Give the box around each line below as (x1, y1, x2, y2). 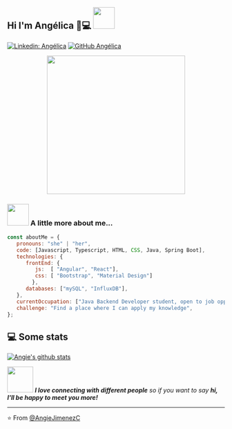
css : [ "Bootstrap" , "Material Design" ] (35, 273, 153, 280)
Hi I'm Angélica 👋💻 (7, 20, 92, 32)
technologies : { (16, 253, 64, 260)
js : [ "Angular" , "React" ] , (35, 266, 119, 273)
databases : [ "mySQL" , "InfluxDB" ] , (25, 285, 128, 293)
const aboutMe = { (7, 234, 60, 241)
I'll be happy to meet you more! (7, 394, 98, 402)
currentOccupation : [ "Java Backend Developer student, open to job (16, 298, 215, 305)
